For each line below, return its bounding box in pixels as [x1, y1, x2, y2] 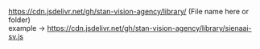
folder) [8, 15, 31, 24]
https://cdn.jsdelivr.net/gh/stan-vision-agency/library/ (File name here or [8, 7, 250, 16]
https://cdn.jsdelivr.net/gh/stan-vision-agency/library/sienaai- [47, 24, 252, 32]
